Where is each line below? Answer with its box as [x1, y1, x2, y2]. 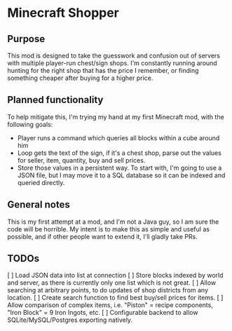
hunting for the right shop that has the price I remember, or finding [7, 67, 199, 74]
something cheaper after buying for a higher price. [7, 74, 153, 82]
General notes [7, 198, 70, 211]
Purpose [7, 33, 46, 45]
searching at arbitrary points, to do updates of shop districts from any [7, 286, 209, 295]
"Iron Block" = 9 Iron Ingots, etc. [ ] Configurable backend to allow [7, 309, 198, 317]
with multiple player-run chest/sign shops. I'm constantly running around [7, 59, 217, 67]
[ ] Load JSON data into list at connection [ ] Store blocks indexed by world [7, 271, 224, 280]
